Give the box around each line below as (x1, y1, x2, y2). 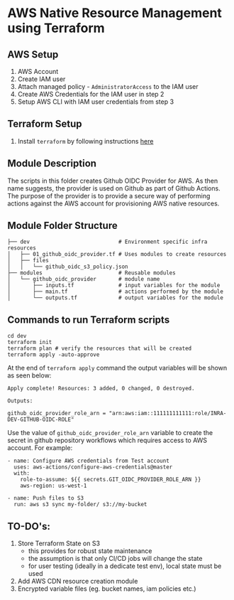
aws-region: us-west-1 (20, 482, 87, 490)
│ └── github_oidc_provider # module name (7, 276, 160, 283)
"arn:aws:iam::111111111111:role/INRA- (108, 410, 227, 417)
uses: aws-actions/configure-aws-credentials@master (13, 464, 173, 471)
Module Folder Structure (7, 220, 118, 232)
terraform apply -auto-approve (7, 351, 100, 358)
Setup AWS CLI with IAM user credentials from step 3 (17, 97, 174, 106)
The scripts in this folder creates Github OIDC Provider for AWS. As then (7, 176, 218, 185)
